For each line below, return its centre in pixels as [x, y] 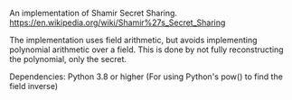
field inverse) [34, 86]
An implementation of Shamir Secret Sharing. [94, 13]
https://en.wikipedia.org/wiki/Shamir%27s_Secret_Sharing [118, 23]
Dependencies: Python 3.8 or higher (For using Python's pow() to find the [146, 77]
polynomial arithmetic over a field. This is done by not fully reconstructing [146, 50]
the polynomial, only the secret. [68, 59]
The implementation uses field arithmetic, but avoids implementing [133, 40]
